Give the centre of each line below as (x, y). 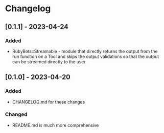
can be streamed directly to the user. (49, 61)
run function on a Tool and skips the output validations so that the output (85, 56)
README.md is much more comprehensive (55, 125)
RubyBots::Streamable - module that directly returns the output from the (85, 51)
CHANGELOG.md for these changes (48, 102)
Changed (16, 114)
